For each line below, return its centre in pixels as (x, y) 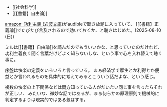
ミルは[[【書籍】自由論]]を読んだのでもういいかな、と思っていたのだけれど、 (83, 47)
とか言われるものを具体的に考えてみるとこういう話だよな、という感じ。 (83, 76)
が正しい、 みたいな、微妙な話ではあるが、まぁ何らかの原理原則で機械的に (82, 93)
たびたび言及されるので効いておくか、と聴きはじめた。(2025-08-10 (91, 30)
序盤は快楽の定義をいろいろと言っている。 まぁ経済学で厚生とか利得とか (80, 70)
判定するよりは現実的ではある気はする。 (47, 99)
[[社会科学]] (24, 7)
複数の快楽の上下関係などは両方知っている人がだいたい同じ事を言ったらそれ (84, 87)
